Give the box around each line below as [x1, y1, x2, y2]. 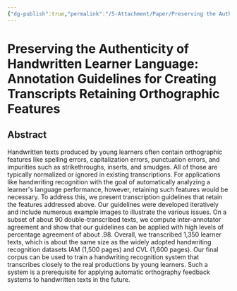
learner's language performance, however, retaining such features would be [7, 185, 229, 194]
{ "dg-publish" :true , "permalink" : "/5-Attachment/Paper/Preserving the [7, 10, 217, 18]
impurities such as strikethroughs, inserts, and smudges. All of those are [7, 162, 218, 171]
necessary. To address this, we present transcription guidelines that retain [7, 192, 223, 201]
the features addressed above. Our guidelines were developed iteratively [7, 200, 219, 208]
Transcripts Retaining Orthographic [7, 85, 220, 102]
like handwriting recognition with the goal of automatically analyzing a [7, 177, 210, 186]
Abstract [7, 129, 47, 141]
